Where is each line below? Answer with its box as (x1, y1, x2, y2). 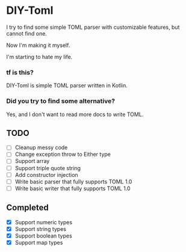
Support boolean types (14, 232, 72, 239)
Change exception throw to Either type (14, 151, 111, 158)
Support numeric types (14, 218, 73, 226)
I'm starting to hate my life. (6, 53, 73, 60)
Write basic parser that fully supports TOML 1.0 (14, 178, 132, 185)
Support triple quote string (14, 164, 81, 171)
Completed (6, 203, 49, 213)
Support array (14, 158, 50, 165)
